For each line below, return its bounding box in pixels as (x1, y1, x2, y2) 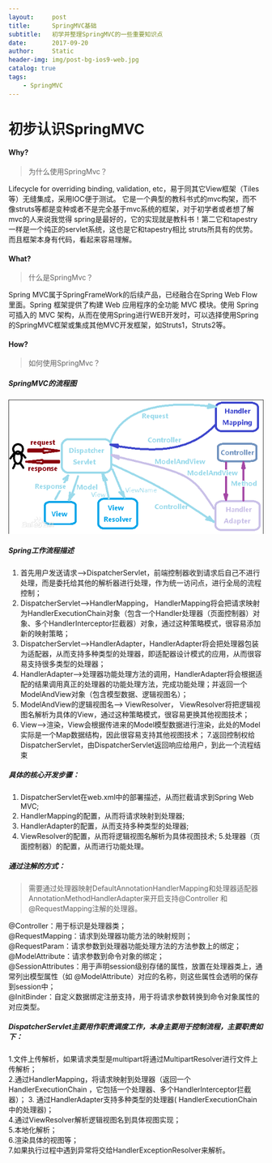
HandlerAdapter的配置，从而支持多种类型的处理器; (19, 821, 189, 831)
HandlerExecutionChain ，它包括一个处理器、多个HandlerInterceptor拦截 (8, 1084, 252, 1094)
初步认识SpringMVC (8, 120, 145, 138)
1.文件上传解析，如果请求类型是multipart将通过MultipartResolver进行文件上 (8, 1054, 258, 1063)
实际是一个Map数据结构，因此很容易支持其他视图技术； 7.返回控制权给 (19, 729, 256, 739)
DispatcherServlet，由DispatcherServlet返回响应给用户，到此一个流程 (19, 740, 254, 750)
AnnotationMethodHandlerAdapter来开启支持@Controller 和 (28, 893, 228, 903)
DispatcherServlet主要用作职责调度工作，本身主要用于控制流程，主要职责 (8, 1022, 257, 1032)
